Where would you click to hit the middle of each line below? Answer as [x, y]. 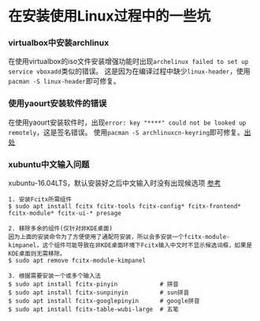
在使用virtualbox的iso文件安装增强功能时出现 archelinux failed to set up [128, 62]
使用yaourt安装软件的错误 [58, 103]
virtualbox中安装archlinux [59, 43]
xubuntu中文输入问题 [49, 164]
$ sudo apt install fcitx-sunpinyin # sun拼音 [99, 293]
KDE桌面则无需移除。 [37, 254]
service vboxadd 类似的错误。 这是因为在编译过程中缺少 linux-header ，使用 [129, 71]
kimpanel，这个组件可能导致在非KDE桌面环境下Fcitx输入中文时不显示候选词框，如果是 [130, 245]
